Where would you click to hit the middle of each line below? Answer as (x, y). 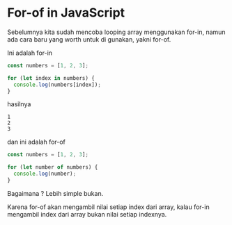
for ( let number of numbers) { (53, 167)
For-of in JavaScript (66, 13)
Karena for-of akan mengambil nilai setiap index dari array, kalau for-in (109, 207)
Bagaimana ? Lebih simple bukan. (55, 193)
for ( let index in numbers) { (51, 78)
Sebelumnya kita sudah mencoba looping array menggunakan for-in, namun (116, 32)
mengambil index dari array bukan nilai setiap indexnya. (87, 214)
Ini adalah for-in (30, 53)
